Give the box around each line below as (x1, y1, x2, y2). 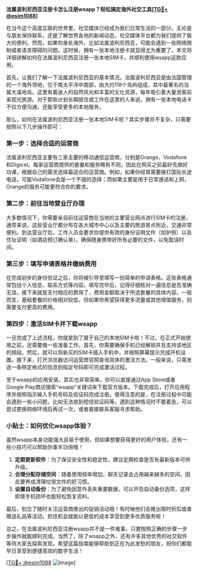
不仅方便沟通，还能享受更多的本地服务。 (6, 103, 104, 110)
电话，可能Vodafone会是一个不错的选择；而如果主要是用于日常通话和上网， (6, 176, 190, 183)
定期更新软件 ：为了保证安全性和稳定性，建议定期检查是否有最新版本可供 (14, 456, 190, 463)
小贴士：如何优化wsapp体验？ (6, 422, 93, 430)
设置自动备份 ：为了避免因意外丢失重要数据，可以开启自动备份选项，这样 (14, 485, 190, 492)
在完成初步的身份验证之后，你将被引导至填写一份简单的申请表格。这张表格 (6, 274, 187, 281)
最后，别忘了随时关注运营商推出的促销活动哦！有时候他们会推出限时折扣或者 (6, 505, 192, 513)
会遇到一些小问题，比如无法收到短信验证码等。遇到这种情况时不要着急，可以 (6, 398, 192, 405)
